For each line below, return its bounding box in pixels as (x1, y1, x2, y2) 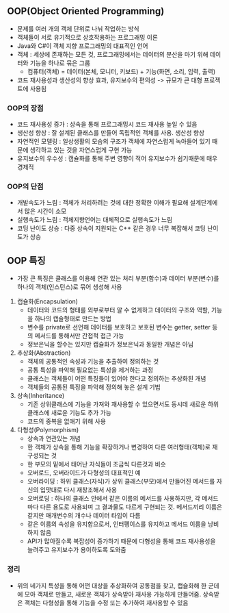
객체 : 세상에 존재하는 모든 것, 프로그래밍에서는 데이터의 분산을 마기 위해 (16, 50, 208, 58)
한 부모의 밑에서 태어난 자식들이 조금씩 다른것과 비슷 (27, 460, 166, 468)
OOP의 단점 (7, 182, 44, 191)
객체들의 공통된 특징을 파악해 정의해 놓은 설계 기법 (27, 383, 161, 391)
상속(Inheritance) (16, 392, 65, 400)
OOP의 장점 (7, 103, 44, 112)
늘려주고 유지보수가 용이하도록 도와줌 (27, 546, 126, 554)
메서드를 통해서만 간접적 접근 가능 (34, 331, 124, 340)
